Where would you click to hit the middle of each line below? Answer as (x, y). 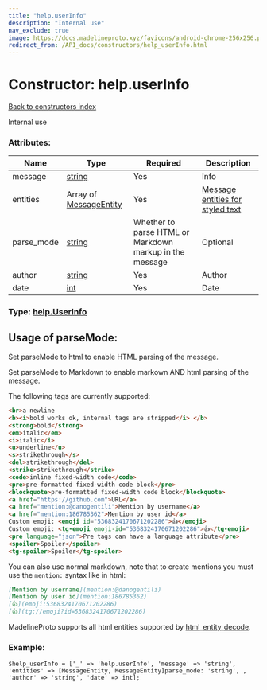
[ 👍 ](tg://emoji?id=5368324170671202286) (77, 612)
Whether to (154, 222)
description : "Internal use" (56, 23)
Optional (217, 242)
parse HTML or (161, 232)
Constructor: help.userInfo (99, 85)
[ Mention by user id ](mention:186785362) (78, 597)
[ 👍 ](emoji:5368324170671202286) (63, 604)
